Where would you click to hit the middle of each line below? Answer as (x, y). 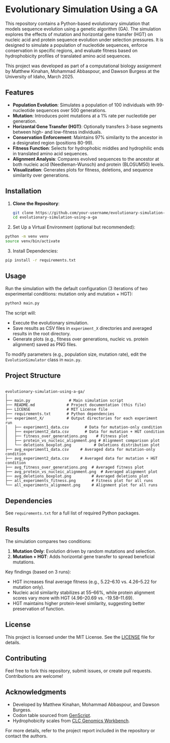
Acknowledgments (36, 692)
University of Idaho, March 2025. (40, 76)
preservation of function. (39, 609)
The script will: (21, 313)
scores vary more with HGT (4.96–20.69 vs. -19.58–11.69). (73, 598)
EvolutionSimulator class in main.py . (44, 359)
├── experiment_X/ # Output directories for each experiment (81, 418)
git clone (23, 213)
